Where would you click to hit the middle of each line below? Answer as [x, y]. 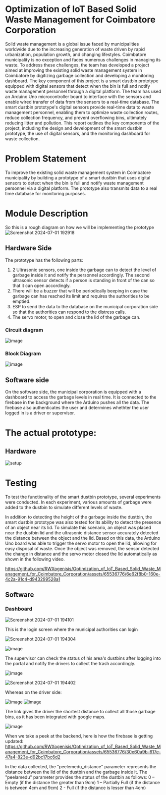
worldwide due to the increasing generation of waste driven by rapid [75, 49]
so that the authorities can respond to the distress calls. [69, 312]
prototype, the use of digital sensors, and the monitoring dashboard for [78, 133]
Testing [21, 483]
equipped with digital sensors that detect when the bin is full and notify [78, 86]
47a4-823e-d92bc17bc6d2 [33, 757]
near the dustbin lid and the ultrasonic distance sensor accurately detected [82, 533]
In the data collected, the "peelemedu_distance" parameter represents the [81, 766]
